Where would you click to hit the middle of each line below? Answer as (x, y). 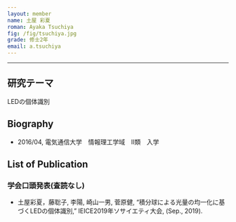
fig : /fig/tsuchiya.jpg (42, 33)
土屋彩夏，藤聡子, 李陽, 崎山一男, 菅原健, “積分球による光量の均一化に (118, 202)
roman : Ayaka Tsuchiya (40, 27)
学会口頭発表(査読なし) (46, 185)
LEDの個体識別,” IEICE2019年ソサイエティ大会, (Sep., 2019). (116, 211)
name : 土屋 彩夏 (29, 20)
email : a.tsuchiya (34, 46)
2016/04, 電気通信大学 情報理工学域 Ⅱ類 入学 (88, 142)
